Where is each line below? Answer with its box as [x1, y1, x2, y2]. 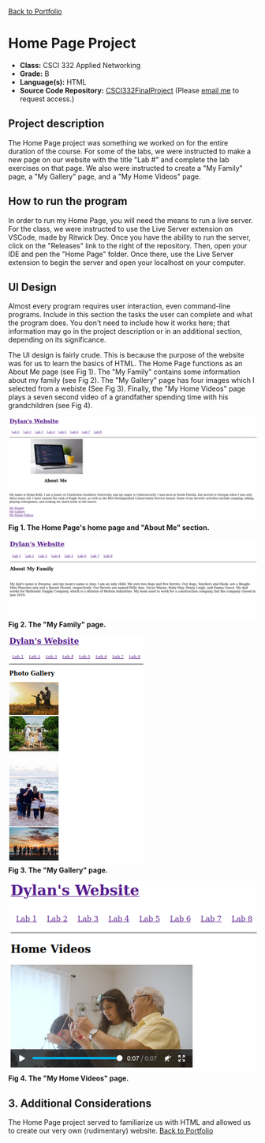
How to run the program [8, 195, 128, 208]
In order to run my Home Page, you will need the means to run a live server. [8, 215, 254, 225]
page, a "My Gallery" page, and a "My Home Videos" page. [8, 172, 201, 181]
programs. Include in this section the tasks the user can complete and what [8, 310, 253, 320]
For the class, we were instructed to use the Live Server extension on [8, 224, 233, 233]
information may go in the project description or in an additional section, [8, 327, 243, 336]
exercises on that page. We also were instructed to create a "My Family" [8, 163, 243, 172]
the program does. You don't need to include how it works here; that [8, 318, 230, 327]
